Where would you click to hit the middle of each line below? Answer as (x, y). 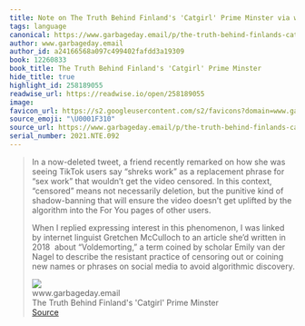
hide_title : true (42, 77)
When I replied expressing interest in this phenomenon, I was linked (158, 227)
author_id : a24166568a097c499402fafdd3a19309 (97, 52)
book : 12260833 (38, 60)
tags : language (38, 26)
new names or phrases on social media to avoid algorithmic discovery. (163, 266)
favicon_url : (34, 111)
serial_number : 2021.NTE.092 (64, 136)
